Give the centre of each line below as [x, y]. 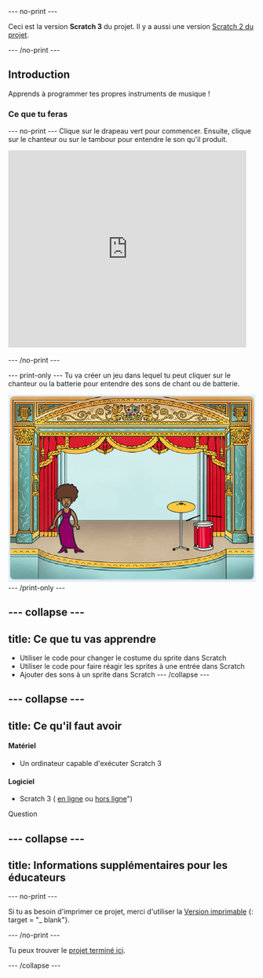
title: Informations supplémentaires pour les [118, 865]
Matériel [22, 746]
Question [23, 814]
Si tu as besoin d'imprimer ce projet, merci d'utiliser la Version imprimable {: [131, 912]
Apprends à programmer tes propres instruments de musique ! [109, 93]
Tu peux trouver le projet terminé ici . [67, 951]
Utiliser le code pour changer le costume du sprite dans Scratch [123, 658]
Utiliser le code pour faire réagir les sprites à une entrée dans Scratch [132, 666]
